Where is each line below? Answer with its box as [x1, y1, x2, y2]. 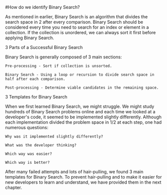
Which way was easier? [5, 151, 52, 156]
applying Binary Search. [5, 35, 54, 41]
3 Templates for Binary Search [5, 94, 68, 99]
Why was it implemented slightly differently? [5, 134, 103, 139]
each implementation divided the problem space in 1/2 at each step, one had [5, 119, 162, 125]
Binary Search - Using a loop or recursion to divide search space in [5, 72, 155, 77]
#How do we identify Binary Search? [5, 4, 80, 10]
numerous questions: [5, 125, 49, 130]
